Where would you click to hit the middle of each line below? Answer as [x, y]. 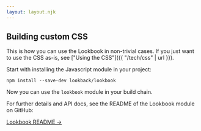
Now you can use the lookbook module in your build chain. [79, 92]
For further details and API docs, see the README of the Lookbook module [100, 104]
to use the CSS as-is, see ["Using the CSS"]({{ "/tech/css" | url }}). [90, 58]
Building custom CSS [47, 37]
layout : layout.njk [31, 12]
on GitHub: [20, 110]
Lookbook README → [34, 122]
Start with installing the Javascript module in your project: [79, 69]
